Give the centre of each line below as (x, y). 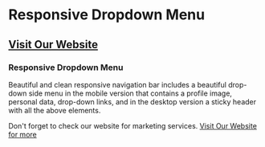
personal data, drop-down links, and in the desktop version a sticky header (132, 101)
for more (23, 134)
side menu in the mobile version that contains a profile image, (130, 93)
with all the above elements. (55, 110)
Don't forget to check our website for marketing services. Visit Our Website (132, 125)
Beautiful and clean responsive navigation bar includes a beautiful (118, 84)
